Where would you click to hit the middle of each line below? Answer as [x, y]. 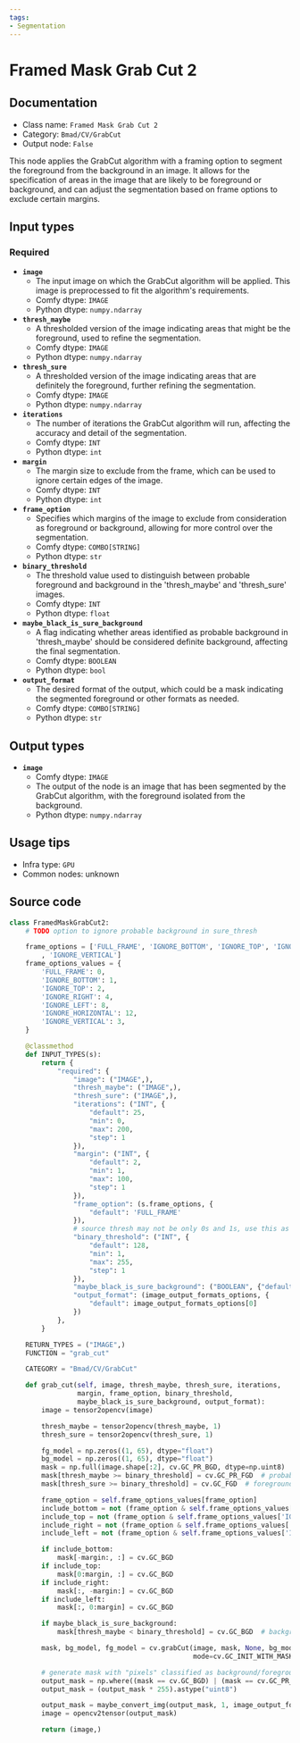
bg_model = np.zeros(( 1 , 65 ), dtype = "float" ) [128, 1459]
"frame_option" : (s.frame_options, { [143, 1204]
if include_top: [71, 1566]
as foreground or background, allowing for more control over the [154, 528]
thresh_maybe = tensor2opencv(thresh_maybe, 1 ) [131, 1426]
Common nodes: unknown [71, 874]
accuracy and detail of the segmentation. [111, 433]
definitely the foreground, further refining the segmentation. [146, 386]
